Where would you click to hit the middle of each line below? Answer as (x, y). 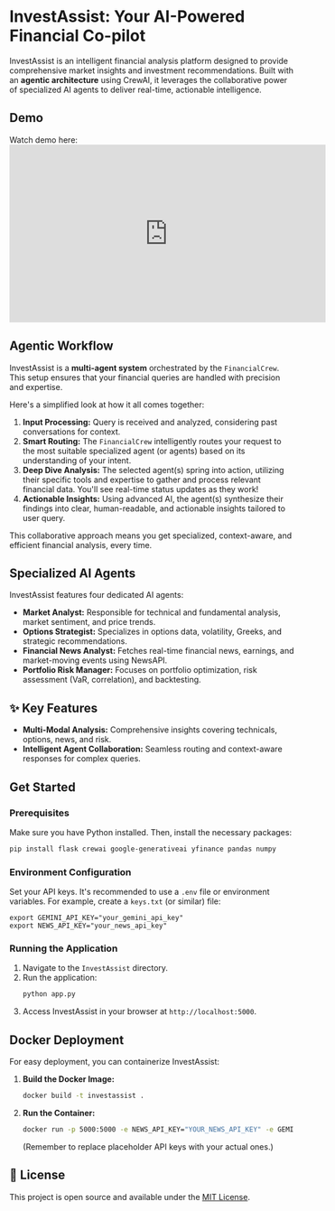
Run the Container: (59, 1113)
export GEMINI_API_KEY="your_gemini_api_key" (96, 918)
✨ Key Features (53, 708)
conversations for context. (71, 432)
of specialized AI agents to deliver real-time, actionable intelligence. (135, 89)
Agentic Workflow (61, 346)
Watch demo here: (44, 140)
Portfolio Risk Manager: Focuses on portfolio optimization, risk (140, 670)
